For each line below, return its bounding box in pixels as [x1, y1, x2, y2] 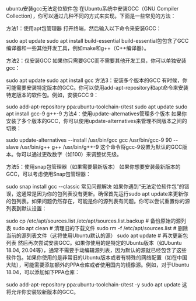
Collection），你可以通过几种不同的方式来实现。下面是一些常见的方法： [6, 12, 176, 19]
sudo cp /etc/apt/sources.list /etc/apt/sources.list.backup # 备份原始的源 [6, 217, 181, 224]
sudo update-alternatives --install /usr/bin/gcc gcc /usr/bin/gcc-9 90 [6, 136, 172, 143]
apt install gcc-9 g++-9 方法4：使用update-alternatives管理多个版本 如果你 [6, 110, 187, 117]
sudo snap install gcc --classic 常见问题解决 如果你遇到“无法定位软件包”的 [6, 183, 184, 190]
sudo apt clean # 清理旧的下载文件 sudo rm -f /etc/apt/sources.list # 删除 [12, 225, 188, 231]
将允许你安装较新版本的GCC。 [6, 289, 79, 295]
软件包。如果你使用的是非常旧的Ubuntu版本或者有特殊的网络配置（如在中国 [6, 254, 188, 261]
